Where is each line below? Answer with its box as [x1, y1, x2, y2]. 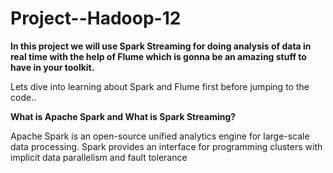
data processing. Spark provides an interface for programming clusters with [10, 140, 323, 152]
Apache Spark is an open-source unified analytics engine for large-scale [10, 130, 310, 142]
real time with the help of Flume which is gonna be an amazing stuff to [10, 50, 307, 62]
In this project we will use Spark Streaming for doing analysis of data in [10, 40, 312, 52]
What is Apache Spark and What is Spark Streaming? [10, 110, 237, 122]
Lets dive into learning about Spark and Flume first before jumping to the [10, 80, 310, 92]
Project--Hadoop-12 [10, 7, 182, 30]
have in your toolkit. [10, 61, 95, 73]
